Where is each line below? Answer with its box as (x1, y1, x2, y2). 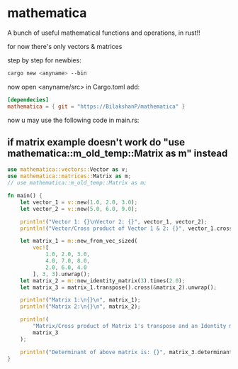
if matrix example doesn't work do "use (7, 136, 186, 148)
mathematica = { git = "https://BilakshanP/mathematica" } (7, 103, 186, 110)
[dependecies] (7, 96, 50, 104)
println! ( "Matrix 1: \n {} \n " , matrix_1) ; (20, 297, 141, 304)
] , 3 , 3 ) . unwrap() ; (33, 270, 91, 277)
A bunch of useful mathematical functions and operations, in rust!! (7, 28, 200, 37)
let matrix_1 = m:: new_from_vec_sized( (20, 238, 138, 245)
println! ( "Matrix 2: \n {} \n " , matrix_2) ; (20, 303, 141, 310)
